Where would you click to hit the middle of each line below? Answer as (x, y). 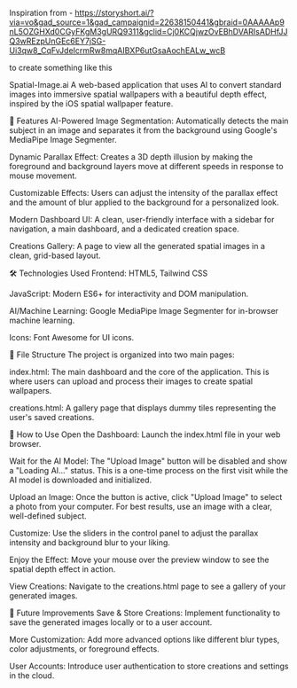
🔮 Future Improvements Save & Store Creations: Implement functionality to (145, 613)
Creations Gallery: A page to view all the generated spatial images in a (137, 246)
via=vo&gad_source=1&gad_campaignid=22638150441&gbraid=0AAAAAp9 (147, 22)
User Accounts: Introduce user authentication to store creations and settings (149, 666)
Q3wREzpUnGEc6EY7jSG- (58, 41)
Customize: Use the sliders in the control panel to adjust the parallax (134, 533)
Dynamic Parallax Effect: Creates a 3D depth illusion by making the (131, 157)
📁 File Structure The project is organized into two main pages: (122, 355)
